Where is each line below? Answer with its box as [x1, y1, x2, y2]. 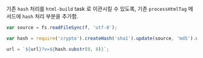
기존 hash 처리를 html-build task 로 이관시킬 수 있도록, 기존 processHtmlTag [6, 5, 187, 12]
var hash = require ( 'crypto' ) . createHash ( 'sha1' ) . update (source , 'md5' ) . [6, 35, 196, 41]
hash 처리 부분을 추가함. [22, 13, 79, 20]
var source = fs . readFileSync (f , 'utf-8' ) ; [6, 25, 118, 30]
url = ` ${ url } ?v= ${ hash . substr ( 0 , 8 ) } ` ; [6, 46, 110, 52]
